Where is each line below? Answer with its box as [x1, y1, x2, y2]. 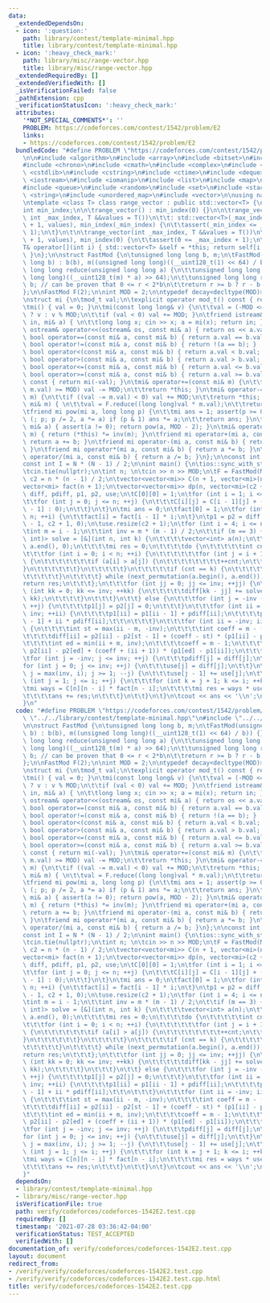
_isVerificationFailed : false [15, 86, 117, 95]
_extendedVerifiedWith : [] [15, 79, 106, 87]
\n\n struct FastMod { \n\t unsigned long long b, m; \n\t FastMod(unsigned [22, 722, 268, 730]
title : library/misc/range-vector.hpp [22, 64, 153, 72]
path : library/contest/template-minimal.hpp [22, 34, 174, 43]
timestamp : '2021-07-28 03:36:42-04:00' [15, 1223, 153, 1231]
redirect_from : [8, 1260, 59, 1268]
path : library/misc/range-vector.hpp [22, 57, 149, 65]
